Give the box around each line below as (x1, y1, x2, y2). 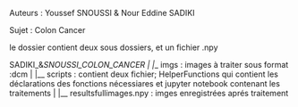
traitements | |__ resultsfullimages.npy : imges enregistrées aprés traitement (9, 88, 289, 98)
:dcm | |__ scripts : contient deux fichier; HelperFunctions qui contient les (9, 69, 279, 79)
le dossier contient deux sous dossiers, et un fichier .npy (9, 42, 218, 53)
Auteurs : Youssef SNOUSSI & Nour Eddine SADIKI (9, 8, 195, 18)
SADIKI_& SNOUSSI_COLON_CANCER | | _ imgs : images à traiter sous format (9, 60, 289, 70)
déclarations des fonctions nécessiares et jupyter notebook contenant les (9, 78, 280, 88)
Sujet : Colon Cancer (9, 25, 86, 35)
